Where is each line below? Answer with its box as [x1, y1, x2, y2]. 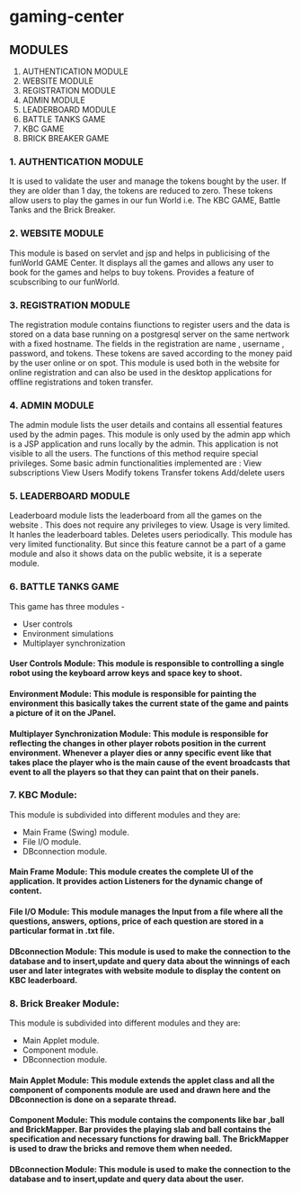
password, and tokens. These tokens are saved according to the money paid [9, 348, 293, 358]
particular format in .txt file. [9, 926, 115, 936]
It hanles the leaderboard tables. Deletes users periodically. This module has [9, 529, 293, 540]
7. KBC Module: [9, 789, 78, 801]
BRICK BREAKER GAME [22, 133, 110, 143]
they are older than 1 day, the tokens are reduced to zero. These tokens [9, 185, 273, 196]
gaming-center [9, 6, 124, 27]
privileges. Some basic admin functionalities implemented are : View [9, 457, 262, 469]
